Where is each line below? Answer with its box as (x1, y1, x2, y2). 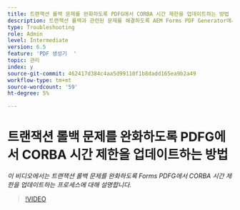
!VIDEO (24, 195, 46, 204)
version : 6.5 (7, 43, 46, 51)
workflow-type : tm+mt (7, 76, 72, 84)
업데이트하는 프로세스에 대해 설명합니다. (20, 181, 132, 189)
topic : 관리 (7, 57, 41, 64)
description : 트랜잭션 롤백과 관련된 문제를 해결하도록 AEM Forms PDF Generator (7, 17, 227, 24)
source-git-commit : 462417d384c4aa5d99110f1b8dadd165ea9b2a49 (7, 70, 196, 77)
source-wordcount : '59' (7, 83, 79, 90)
